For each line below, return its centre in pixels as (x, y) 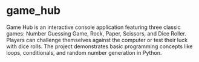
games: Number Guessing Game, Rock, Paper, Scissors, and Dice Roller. (96, 33)
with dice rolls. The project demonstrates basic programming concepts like (99, 46)
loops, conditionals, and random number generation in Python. (84, 52)
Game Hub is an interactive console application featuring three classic (93, 27)
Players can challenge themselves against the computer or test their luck (97, 40)
